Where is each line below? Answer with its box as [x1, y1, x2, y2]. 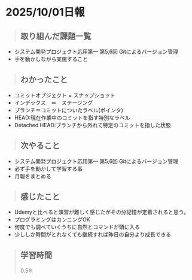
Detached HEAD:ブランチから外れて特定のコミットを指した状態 [14, 121, 171, 128]
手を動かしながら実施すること [14, 56, 88, 63]
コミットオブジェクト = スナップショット [14, 91, 115, 99]
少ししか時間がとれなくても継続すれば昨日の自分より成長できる [14, 231, 172, 238]
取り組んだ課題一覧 [20, 31, 92, 41]
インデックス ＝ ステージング [14, 99, 93, 106]
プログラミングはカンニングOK [14, 216, 90, 223]
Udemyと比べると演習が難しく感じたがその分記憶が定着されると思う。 [14, 208, 190, 216]
